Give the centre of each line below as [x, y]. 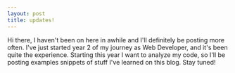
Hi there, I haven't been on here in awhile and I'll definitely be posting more [116, 40]
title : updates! [31, 20]
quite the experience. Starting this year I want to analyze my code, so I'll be [116, 55]
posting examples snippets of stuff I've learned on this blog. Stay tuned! [112, 62]
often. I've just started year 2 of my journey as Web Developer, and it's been [118, 47]
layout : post [26, 14]
